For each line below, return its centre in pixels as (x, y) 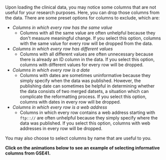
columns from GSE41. (28, 153)
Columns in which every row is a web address (60, 107)
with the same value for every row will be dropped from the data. (86, 43)
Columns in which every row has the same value (62, 27)
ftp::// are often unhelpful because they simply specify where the (89, 118)
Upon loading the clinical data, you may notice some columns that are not (81, 7)
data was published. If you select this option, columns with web (85, 123)
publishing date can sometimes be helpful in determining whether (87, 86)
